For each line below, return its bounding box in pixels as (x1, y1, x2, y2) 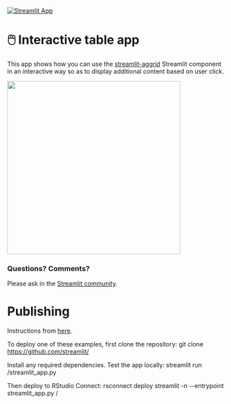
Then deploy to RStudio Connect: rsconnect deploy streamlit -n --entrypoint (7, 382, 224, 390)
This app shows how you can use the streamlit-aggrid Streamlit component (7, 60, 222, 68)
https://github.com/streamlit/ (7, 347, 89, 356)
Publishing (7, 304, 71, 319)
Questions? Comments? (7, 263, 90, 273)
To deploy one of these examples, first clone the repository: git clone (7, 340, 204, 349)
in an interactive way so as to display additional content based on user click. (7, 67, 225, 76)
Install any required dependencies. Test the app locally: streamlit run (7, 361, 203, 369)
